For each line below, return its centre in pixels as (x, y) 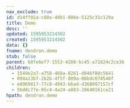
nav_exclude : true (29, 12)
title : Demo (21, 23)
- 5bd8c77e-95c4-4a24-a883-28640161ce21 (63, 90)
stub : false (21, 56)
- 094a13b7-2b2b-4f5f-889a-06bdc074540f (63, 79)
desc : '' (17, 28)
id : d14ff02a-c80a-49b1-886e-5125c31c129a (60, 17)
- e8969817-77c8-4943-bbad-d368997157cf (63, 85)
